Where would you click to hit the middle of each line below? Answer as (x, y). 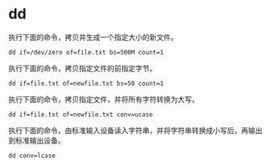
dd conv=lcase (32, 156)
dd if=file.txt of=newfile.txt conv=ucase (81, 114)
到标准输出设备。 (37, 140)
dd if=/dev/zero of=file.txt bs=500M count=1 (86, 52)
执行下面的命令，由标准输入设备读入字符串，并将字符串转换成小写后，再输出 (135, 130)
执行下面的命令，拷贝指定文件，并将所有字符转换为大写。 (104, 99)
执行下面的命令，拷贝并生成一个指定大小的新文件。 (93, 37)
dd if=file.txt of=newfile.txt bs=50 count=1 (86, 83)
